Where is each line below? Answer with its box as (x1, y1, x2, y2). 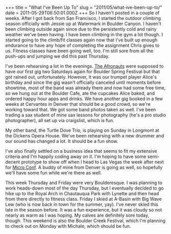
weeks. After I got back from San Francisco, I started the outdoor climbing (5, 15, 161, 21)
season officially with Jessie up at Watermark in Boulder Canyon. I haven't (5, 20, 162, 27)
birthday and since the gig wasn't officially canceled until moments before (5, 79, 161, 85)
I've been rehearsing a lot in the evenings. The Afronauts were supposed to (5, 63, 164, 69)
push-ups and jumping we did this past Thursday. (5, 53, 110, 59)
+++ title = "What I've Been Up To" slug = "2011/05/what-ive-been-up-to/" (5, 5, 162, 10)
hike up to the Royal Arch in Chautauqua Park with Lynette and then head (5, 191, 159, 196)
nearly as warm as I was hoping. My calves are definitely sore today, (5, 212, 150, 218)
